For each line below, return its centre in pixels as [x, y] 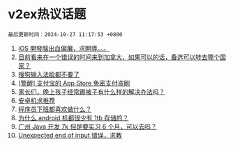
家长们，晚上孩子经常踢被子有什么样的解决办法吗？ [91, 92]
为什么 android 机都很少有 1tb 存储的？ [73, 117]
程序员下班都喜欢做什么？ [55, 109]
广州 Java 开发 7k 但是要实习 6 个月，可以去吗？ [88, 127]
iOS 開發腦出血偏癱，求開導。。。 [64, 48]
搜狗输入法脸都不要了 [48, 74]
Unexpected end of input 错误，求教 [70, 135]
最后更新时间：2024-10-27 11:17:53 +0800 [65, 34]
